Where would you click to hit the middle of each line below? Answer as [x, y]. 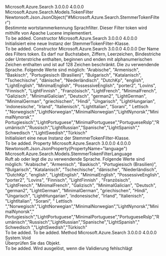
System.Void [18, 238]
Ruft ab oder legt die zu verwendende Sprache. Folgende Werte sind [75, 159]
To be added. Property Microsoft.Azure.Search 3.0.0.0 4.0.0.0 [68, 143]
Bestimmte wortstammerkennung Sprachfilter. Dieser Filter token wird [76, 28]
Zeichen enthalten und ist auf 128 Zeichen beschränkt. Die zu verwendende [82, 64]
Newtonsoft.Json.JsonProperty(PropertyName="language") [66, 149]
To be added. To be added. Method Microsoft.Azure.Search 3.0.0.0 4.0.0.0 [81, 233]
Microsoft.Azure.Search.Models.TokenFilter [49, 12]
